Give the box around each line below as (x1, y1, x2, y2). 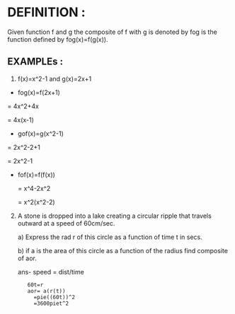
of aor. (17, 254, 37, 262)
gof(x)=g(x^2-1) (17, 129, 64, 138)
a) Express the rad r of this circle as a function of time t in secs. (17, 233, 203, 241)
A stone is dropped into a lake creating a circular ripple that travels (17, 211, 212, 220)
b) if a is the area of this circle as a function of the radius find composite (17, 246, 229, 255)
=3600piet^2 (33, 300, 69, 307)
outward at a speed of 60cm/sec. (17, 219, 115, 227)
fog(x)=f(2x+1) (17, 88, 60, 96)
